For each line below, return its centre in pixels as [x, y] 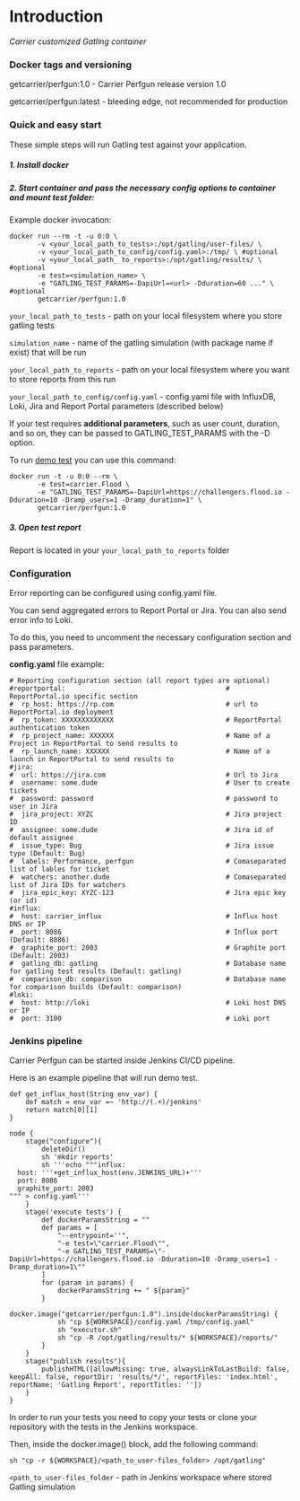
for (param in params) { [88, 1283]
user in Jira [34, 807]
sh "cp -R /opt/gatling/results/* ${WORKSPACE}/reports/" [167, 1338]
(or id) [24, 901]
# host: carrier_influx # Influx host [144, 917]
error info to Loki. [41, 620]
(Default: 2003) [39, 956]
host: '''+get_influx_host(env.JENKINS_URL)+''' [110, 1173]
